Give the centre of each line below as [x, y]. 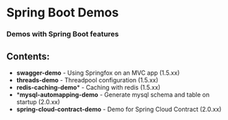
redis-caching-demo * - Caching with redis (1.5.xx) [88, 87]
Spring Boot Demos [63, 13]
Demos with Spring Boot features [63, 34]
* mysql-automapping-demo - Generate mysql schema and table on [113, 95]
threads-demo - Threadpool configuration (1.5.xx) [87, 80]
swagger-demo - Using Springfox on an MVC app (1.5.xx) [98, 73]
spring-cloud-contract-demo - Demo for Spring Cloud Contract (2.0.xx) [119, 109]
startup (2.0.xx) [38, 101]
